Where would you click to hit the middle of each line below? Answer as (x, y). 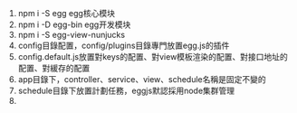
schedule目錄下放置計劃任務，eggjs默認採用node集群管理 (126, 90)
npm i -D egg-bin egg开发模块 (74, 24)
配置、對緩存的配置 (54, 68)
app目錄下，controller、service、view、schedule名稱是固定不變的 (142, 79)
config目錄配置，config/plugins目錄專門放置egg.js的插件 (124, 45)
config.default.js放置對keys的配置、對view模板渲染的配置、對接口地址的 (153, 56)
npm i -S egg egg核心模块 (67, 13)
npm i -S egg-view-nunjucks (71, 35)
